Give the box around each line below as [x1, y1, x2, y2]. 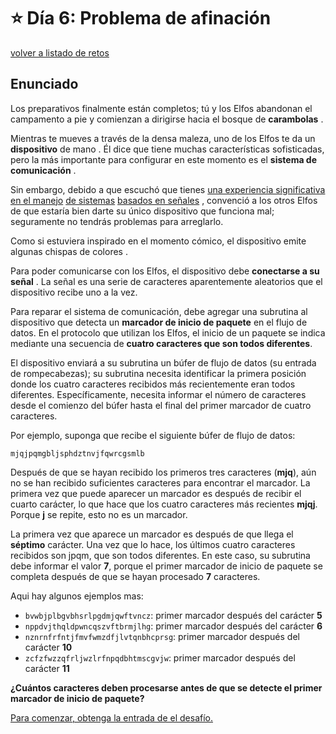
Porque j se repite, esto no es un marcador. [10, 508, 188, 520]
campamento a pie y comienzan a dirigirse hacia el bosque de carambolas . [10, 113, 324, 125]
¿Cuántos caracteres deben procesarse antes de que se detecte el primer [10, 681, 323, 694]
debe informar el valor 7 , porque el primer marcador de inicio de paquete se [10, 560, 323, 572]
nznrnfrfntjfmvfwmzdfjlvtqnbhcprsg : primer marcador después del [24, 630, 300, 642]
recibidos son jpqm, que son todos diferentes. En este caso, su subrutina [10, 549, 311, 561]
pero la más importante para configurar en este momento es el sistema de [10, 153, 318, 165]
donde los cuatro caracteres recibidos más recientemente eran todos [10, 378, 296, 390]
